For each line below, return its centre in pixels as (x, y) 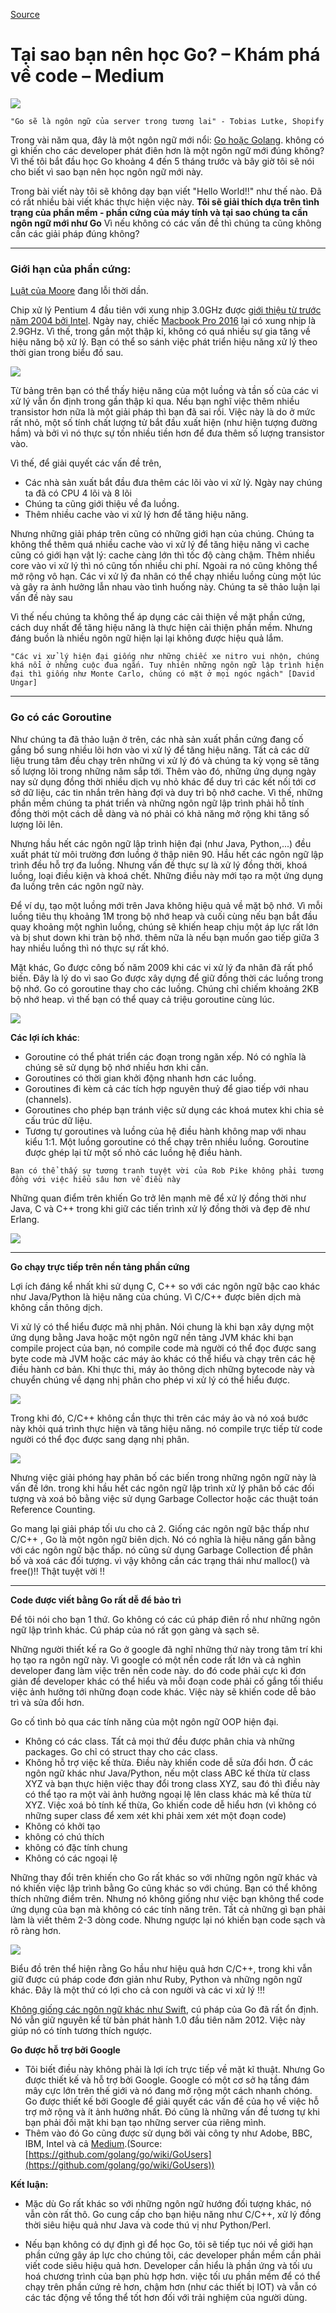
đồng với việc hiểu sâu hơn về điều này (96, 1179)
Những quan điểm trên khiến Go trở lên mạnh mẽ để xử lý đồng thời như (158, 1198)
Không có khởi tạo (62, 1826)
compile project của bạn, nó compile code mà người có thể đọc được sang (163, 1348)
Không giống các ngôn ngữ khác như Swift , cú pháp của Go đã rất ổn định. (164, 2009)
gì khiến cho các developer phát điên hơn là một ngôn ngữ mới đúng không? (167, 150)
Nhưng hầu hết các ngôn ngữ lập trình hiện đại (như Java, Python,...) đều (161, 843)
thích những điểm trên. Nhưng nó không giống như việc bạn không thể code (167, 1898)
